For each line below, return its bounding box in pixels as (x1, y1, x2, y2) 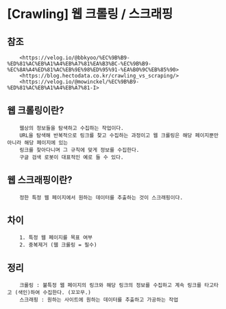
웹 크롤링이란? (7, 104, 64, 117)
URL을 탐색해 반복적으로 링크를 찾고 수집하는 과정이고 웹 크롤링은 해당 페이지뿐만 (19, 132, 219, 139)
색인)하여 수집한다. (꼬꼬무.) (18, 289, 91, 296)
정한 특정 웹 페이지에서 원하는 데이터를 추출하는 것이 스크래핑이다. (19, 194, 184, 201)
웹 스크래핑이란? (7, 174, 73, 186)
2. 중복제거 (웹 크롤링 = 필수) (19, 242, 97, 249)
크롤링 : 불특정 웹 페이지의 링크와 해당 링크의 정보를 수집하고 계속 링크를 (19, 282, 202, 289)
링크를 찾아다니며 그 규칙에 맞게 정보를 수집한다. (19, 146, 140, 153)
